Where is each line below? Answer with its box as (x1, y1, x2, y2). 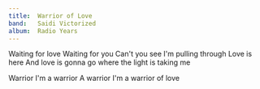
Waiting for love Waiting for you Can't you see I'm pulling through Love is (8, 49, 253, 59)
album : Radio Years (8, 27, 79, 35)
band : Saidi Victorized (8, 19, 96, 28)
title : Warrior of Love (8, 11, 93, 20)
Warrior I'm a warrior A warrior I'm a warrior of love (8, 74, 180, 83)
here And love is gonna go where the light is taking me (8, 57, 191, 67)
